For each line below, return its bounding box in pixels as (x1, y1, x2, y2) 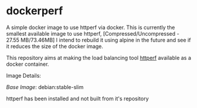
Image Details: (6, 72, 42, 79)
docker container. (6, 61, 49, 68)
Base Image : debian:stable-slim (6, 83, 84, 90)
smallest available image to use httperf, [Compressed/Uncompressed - (6, 30, 180, 37)
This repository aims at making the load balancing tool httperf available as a (6, 54, 192, 61)
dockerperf (6, 4, 63, 18)
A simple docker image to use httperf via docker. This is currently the (6, 24, 175, 31)
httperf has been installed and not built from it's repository (6, 95, 150, 102)
